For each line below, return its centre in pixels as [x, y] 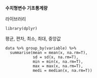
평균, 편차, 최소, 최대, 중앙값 [33, 38]
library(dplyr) [21, 29]
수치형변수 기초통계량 [27, 8]
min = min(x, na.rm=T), [58, 62]
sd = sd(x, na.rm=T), [56, 57]
